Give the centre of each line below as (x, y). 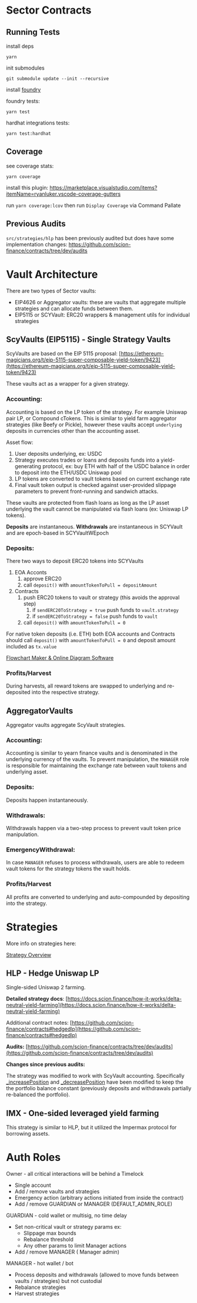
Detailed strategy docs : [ (37, 999)
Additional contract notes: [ (39, 1023)
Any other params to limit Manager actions (75, 1246)
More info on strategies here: (41, 943)
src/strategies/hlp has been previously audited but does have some (90, 238)
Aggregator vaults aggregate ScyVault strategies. (66, 725)
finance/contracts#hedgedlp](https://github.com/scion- (74, 1029)
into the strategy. (26, 903)
